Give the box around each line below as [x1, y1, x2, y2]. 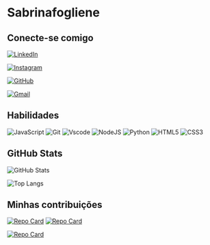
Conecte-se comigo [7, 32, 94, 44]
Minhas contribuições [7, 199, 103, 211]
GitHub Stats [7, 148, 63, 159]
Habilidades [7, 109, 60, 121]
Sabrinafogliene [7, 5, 101, 21]
